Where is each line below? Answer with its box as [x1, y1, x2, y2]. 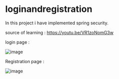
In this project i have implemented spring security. [5, 20, 109, 26]
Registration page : [5, 58, 44, 64]
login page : [5, 39, 30, 45]
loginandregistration [5, 3, 93, 15]
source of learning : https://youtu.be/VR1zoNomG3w [5, 29, 114, 35]
